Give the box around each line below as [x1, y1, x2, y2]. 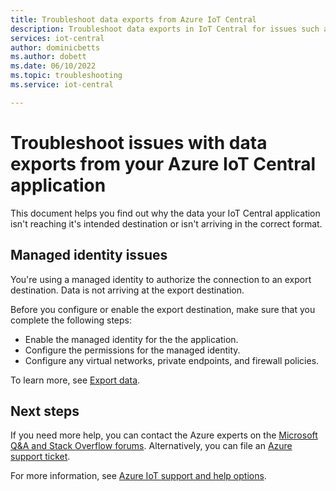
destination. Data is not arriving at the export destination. [10, 284, 245, 296]
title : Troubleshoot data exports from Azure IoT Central [10, 14, 257, 25]
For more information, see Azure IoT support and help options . [10, 470, 267, 482]
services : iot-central [10, 33, 105, 43]
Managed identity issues [10, 247, 168, 264]
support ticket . [10, 451, 71, 463]
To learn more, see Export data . [10, 374, 141, 386]
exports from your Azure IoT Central [10, 152, 317, 175]
